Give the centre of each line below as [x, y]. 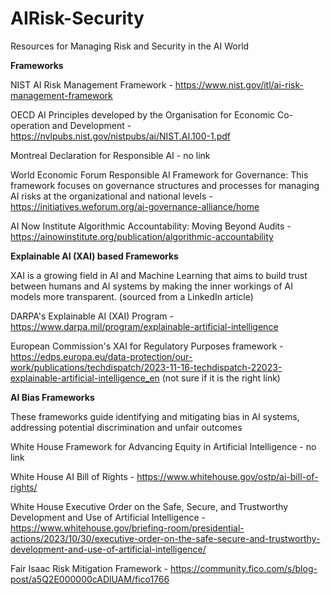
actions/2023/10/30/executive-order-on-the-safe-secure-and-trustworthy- [165, 538]
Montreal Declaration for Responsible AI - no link [110, 155]
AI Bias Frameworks [52, 397]
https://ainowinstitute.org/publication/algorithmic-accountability [142, 236]
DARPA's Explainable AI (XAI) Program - [92, 316]
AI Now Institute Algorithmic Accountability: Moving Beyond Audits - [151, 226]
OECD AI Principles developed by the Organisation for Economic [143, 114]
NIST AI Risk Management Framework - [91, 84]
